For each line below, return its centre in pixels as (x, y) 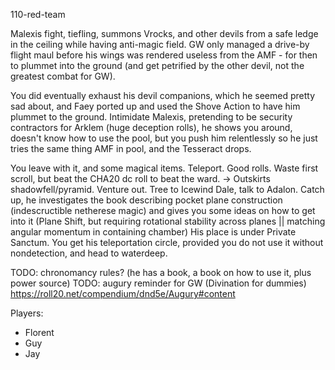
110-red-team (38, 14)
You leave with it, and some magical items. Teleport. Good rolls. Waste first (164, 168)
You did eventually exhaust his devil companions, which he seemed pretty (163, 95)
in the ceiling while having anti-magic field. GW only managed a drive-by (160, 44)
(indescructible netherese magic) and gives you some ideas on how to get (163, 210)
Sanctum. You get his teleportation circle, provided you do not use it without (167, 242)
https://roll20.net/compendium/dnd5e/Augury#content (123, 293)
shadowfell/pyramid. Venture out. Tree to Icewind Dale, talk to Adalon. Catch (167, 189)
